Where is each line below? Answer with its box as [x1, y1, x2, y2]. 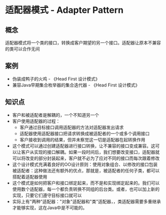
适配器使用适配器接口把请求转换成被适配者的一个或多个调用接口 [19, 130, 150, 136]
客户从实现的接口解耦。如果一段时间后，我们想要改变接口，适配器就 [21, 149, 160, 155]
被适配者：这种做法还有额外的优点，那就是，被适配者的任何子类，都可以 [12, 168, 160, 173]
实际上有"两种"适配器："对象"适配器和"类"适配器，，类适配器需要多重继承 [12, 198, 161, 204]
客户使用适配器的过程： [12, 118, 60, 124]
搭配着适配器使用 [12, 173, 47, 179]
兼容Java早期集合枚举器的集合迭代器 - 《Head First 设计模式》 [12, 82, 140, 88]
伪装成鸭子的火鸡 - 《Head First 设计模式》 [12, 76, 100, 82]
